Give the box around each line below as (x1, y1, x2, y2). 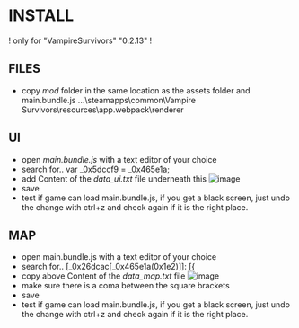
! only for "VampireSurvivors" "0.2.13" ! (8, 35, 153, 46)
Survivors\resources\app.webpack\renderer (21, 104, 185, 115)
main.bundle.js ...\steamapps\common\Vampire (21, 94, 197, 105)
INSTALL (8, 5, 75, 26)
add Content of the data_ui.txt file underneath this (21, 173, 207, 184)
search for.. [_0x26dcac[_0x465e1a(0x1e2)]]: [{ (21, 262, 196, 272)
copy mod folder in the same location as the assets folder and (21, 84, 251, 95)
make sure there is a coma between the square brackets (21, 280, 230, 291)
